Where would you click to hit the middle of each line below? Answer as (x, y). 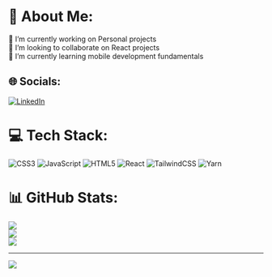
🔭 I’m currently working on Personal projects (83, 39)
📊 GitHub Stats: (64, 197)
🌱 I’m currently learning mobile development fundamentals (106, 56)
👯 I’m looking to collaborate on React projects (84, 47)
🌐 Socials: (35, 81)
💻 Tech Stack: (58, 135)
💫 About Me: (51, 17)
